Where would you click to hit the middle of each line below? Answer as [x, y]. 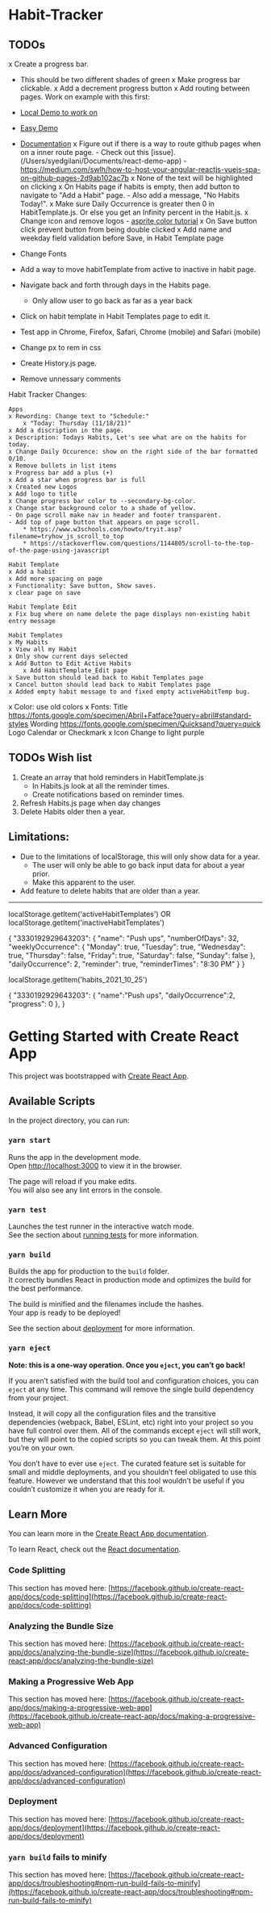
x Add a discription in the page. [67, 430]
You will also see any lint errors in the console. [85, 1190]
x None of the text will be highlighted [192, 178]
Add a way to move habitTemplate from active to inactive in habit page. [138, 269]
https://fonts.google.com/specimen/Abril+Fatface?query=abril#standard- [130, 715]
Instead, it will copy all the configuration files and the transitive [112, 1413]
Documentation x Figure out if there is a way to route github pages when [140, 144]
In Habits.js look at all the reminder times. [100, 785]
